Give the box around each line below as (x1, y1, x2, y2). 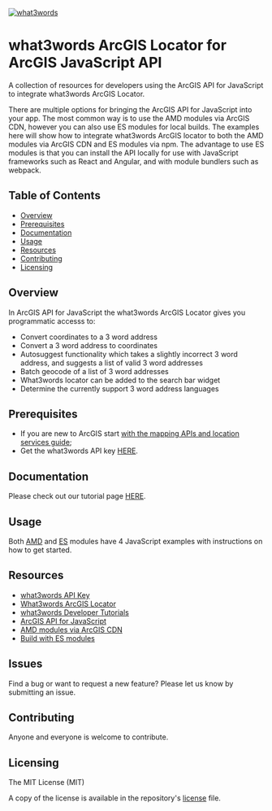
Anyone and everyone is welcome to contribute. (8, 732, 169, 742)
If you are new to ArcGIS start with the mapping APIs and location (19, 429, 240, 438)
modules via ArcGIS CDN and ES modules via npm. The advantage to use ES (8, 139, 265, 149)
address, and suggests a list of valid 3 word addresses (19, 358, 203, 368)
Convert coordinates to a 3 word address (19, 332, 158, 342)
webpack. (8, 165, 42, 175)
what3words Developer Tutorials (19, 607, 130, 617)
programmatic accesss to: (8, 316, 96, 325)
